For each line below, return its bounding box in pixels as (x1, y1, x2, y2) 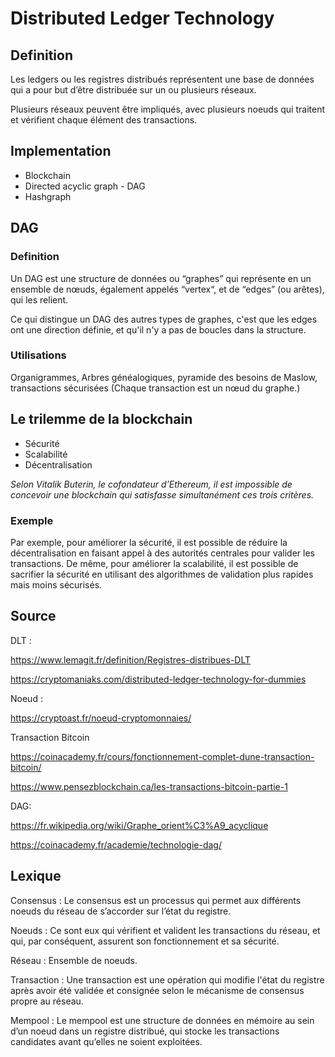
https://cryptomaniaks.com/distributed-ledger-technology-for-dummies (10, 673, 307, 685)
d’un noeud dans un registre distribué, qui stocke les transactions (10, 1025, 280, 1037)
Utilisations (10, 348, 67, 362)
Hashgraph (24, 190, 72, 202)
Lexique (10, 868, 62, 885)
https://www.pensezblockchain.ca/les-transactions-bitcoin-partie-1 (10, 780, 288, 792)
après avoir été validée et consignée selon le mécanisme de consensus (10, 984, 305, 996)
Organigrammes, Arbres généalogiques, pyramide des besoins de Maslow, (10, 371, 318, 383)
